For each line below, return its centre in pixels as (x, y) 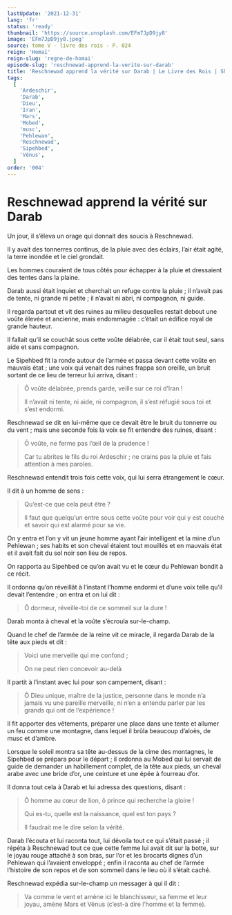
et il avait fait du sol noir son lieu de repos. (67, 553)
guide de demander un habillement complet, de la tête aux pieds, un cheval (114, 766)
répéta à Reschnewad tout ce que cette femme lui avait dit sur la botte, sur (113, 848)
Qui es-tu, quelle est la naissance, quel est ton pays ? (100, 813)
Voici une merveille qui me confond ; (76, 655)
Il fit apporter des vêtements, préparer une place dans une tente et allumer (113, 724)
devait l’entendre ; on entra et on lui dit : (64, 594)
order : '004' (26, 168)
